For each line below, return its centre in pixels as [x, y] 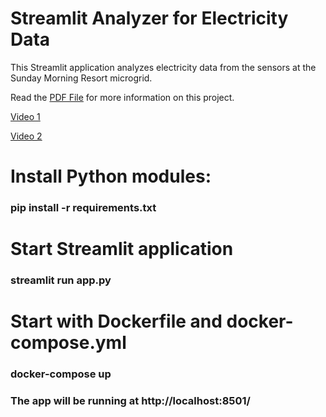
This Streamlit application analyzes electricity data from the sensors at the [163, 67]
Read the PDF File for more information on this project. [122, 97]
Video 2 [26, 136]
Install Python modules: [111, 176]
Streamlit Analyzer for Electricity [149, 18]
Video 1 [25, 116]
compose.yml [68, 343]
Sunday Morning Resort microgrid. [81, 78]
